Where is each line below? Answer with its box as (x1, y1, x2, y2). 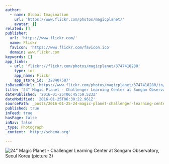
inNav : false (5, 120, 33, 125)
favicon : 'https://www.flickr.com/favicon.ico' (10, 45, 112, 50)
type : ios (14, 69, 35, 74)
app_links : (5, 59, 28, 64)
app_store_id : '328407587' (14, 78, 71, 83)
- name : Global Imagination (10, 12, 69, 17)
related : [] (5, 26, 30, 31)
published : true (5, 106, 39, 111)
